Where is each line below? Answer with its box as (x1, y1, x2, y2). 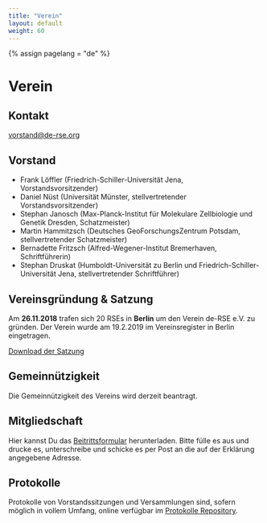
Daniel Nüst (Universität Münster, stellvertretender (19, 192, 187, 202)
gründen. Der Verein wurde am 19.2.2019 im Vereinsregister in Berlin (8, 323, 235, 332)
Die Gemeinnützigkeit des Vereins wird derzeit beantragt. (8, 391, 198, 401)
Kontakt (8, 109, 50, 122)
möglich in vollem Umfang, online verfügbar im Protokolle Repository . (8, 506, 238, 516)
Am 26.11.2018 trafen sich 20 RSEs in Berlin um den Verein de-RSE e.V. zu (8, 314, 256, 323)
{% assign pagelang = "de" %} (8, 49, 111, 59)
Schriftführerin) (19, 252, 71, 261)
